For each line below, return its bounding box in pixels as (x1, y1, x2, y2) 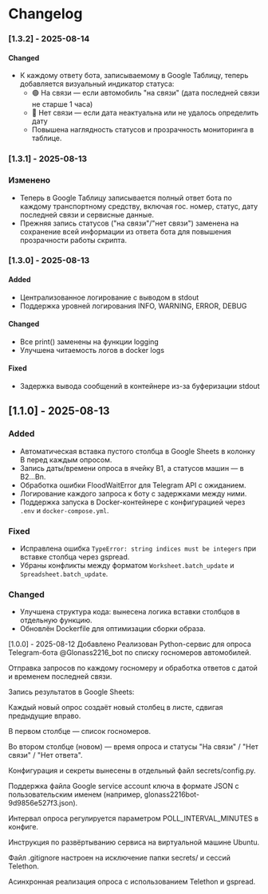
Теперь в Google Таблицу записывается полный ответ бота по (19, 193, 233, 202)
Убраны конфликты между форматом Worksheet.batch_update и (19, 561, 235, 571)
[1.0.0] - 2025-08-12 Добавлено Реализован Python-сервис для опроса (8, 639, 251, 649)
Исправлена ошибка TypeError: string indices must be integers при (19, 543, 257, 554)
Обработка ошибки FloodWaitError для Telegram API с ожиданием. (19, 480, 246, 490)
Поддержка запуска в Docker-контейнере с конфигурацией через (19, 497, 246, 507)
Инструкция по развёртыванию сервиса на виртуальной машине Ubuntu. (8, 837, 260, 847)
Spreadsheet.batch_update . (19, 569, 108, 578)
